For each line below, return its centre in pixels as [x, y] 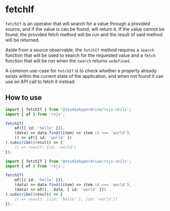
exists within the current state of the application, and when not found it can [84, 76]
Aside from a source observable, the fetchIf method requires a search [80, 50]
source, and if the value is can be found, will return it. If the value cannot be [85, 29]
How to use [24, 98]
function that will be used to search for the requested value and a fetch [81, 55]
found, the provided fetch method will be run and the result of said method [84, 34]
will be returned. [23, 40]
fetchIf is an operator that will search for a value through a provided [78, 24]
